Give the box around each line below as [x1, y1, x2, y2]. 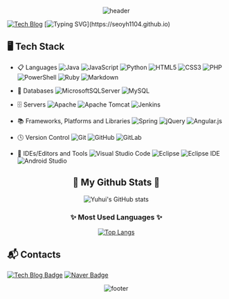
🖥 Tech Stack [7, 41, 65, 53]
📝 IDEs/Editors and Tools [17, 149, 88, 157]
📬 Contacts [7, 249, 61, 261]
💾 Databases [17, 87, 54, 95]
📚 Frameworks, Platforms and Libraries [17, 116, 131, 125]
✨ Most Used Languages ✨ [70, 212, 163, 221]
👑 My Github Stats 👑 [72, 176, 161, 188]
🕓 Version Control [17, 133, 71, 141]
